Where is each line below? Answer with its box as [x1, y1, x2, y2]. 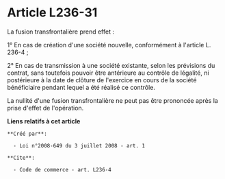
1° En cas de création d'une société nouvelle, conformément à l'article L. [7, 40, 211, 49]
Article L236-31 [7, 5, 98, 21]
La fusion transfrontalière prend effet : [7, 27, 115, 36]
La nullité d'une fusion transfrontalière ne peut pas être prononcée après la [7, 96, 219, 104]
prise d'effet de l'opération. [7, 104, 84, 112]
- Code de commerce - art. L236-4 [13, 166, 111, 173]
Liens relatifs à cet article [7, 117, 81, 125]
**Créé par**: [7, 130, 48, 137]
